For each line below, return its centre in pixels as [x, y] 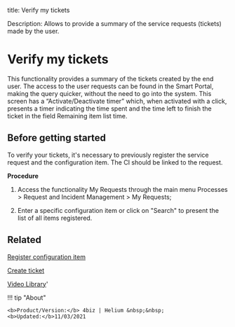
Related [25, 240]
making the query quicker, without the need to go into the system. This [109, 93]
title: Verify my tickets [39, 10]
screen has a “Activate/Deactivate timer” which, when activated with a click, [117, 101]
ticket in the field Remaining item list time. [67, 116]
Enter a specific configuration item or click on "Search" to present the [118, 210]
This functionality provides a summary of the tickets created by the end [110, 78]
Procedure [23, 176]
